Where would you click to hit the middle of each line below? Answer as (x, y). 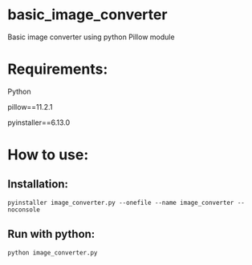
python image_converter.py (53, 253)
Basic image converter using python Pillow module (91, 37)
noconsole (24, 210)
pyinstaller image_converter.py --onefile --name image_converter (121, 203)
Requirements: (58, 69)
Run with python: (51, 234)
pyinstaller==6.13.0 (39, 122)
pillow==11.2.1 (30, 106)
